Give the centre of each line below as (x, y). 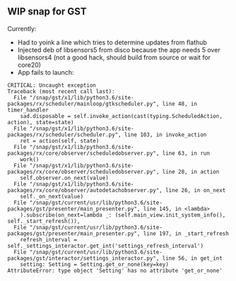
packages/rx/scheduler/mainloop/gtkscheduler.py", (83, 104)
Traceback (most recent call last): (61, 91)
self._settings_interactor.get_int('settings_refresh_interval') (105, 246)
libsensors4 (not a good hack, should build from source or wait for (114, 57)
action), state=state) (41, 122)
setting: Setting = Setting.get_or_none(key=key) (95, 264)
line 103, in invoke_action (165, 134)
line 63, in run (186, 153)
